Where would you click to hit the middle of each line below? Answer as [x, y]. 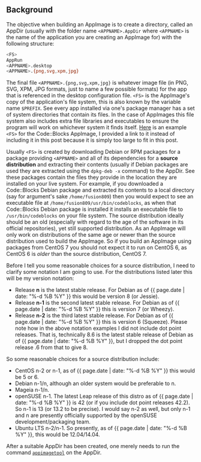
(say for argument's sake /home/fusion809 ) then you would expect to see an [100, 196]
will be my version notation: [40, 278]
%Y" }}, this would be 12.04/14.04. [57, 434]
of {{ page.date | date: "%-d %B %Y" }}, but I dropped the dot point [99, 341]
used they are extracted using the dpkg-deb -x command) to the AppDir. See [100, 171]
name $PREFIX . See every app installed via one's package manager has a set [100, 108]
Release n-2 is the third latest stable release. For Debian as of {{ [94, 315]
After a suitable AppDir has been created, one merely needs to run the [93, 446]
